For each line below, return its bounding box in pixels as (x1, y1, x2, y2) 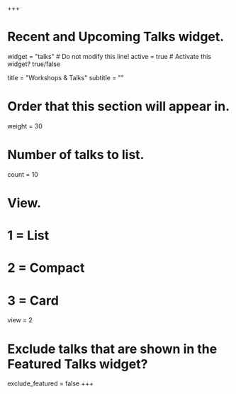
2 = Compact (7, 260, 85, 276)
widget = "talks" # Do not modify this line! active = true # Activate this (7, 52, 211, 60)
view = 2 (7, 316, 33, 324)
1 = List (7, 228, 50, 243)
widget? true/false (7, 60, 60, 68)
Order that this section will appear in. (7, 99, 230, 114)
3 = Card (7, 292, 59, 309)
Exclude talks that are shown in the (7, 341, 218, 357)
